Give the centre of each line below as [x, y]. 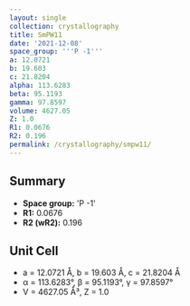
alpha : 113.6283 [40, 85]
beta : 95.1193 [36, 94]
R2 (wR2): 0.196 [52, 222]
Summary [38, 181]
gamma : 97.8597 [38, 102]
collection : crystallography [64, 26]
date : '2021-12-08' [46, 43]
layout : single [38, 18]
